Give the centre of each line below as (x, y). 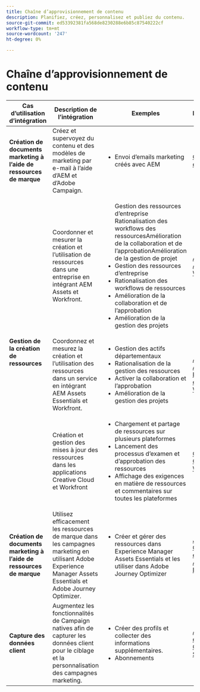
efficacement (71, 521)
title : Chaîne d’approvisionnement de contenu (65, 12)
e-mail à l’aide (73, 168)
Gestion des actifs (140, 348)
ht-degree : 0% (24, 39)
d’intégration (28, 121)
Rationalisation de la (143, 363)
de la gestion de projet (146, 258)
